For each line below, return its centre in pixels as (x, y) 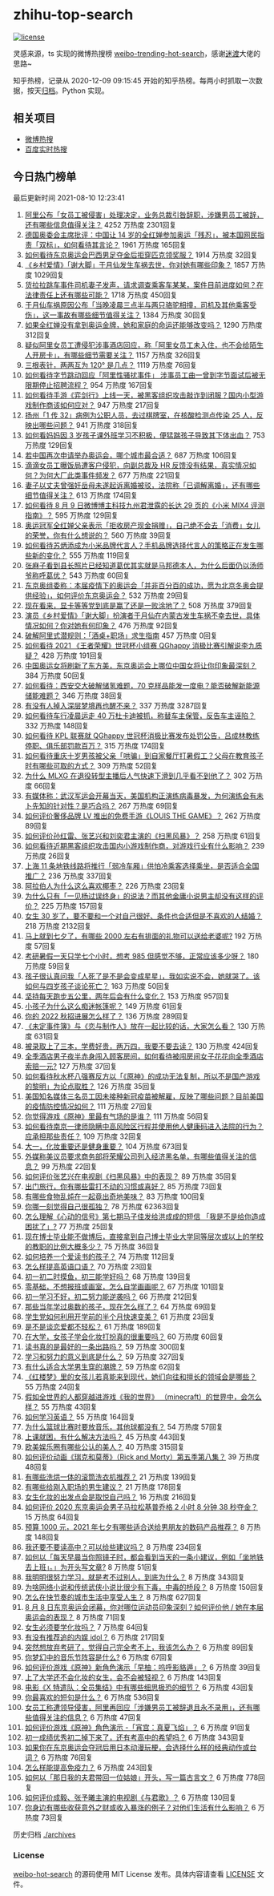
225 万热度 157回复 (72, 906)
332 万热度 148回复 (56, 725)
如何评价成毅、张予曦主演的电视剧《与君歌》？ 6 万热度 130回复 (131, 1797)
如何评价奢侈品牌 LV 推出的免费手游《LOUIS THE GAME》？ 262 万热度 (143, 816)
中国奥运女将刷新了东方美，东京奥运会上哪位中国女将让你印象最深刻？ (141, 665)
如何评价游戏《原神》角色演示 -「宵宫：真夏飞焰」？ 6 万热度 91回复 (138, 1727)
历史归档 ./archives (44, 1834)
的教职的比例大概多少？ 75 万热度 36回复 (93, 1246)
